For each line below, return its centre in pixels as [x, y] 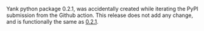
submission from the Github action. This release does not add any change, [100, 15]
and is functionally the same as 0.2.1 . [52, 22]
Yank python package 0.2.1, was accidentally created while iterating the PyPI [102, 9]
